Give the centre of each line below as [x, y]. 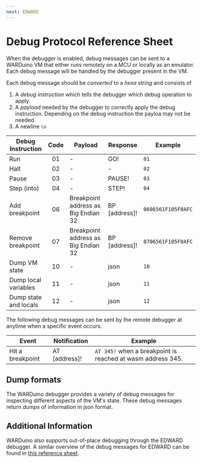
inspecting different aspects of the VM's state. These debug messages [94, 401]
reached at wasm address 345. [139, 359]
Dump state [26, 297]
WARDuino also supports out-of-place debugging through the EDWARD [95, 440]
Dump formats [34, 380]
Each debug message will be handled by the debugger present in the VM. [97, 71]
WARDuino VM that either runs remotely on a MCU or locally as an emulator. [100, 64]
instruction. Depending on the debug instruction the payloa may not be [103, 113]
